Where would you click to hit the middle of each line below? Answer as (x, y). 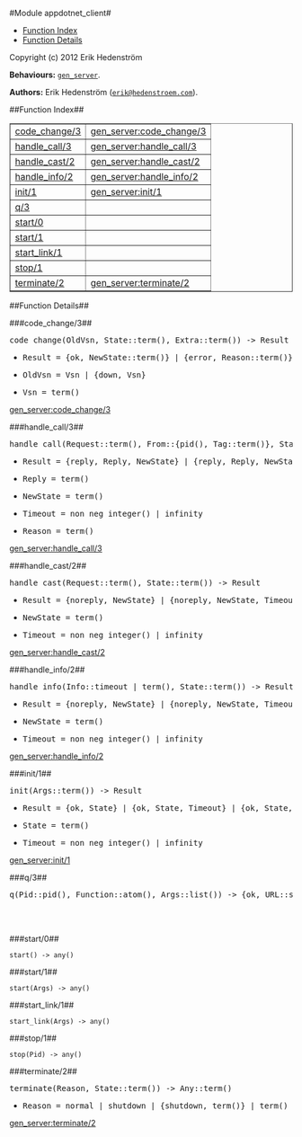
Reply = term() (56, 479)
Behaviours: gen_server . (55, 75)
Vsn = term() (51, 392)
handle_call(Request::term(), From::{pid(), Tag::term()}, (142, 444)
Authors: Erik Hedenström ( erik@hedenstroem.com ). (104, 92)
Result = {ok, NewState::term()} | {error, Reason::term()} (158, 357)
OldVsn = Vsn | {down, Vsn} (84, 375)
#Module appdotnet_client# (60, 13)
